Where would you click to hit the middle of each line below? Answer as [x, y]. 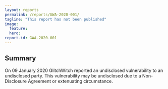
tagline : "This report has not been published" [56, 19]
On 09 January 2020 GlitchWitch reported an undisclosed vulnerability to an [84, 70]
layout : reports [22, 10]
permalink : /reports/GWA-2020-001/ [42, 15]
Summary [20, 58]
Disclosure [16, 81]
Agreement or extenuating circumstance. [70, 81]
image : [12, 24]
